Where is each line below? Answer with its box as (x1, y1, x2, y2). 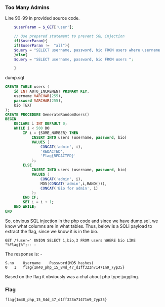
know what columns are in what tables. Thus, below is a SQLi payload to (5, 223, 152, 229)
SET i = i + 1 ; (23, 200, 54, 205)
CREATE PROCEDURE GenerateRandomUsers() (5, 112, 90, 117)
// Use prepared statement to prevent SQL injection (14, 34, 125, 39)
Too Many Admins (5, 4, 49, 11)
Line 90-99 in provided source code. (5, 15, 80, 21)
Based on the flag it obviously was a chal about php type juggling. (5, 273, 139, 279)
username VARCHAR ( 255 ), (14, 94, 63, 99)
